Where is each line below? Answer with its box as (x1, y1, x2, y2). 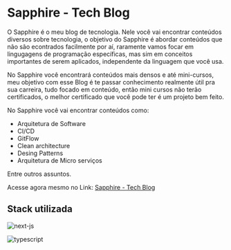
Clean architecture (17, 141, 71, 150)
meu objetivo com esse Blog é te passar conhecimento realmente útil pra (7, 78, 216, 86)
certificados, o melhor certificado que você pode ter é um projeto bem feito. (7, 92, 225, 101)
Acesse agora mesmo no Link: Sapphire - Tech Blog (7, 183, 156, 191)
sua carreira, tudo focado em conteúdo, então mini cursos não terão (7, 85, 202, 93)
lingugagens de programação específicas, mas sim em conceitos (7, 50, 193, 58)
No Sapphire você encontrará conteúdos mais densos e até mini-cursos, (7, 71, 214, 79)
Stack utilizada (7, 203, 73, 215)
